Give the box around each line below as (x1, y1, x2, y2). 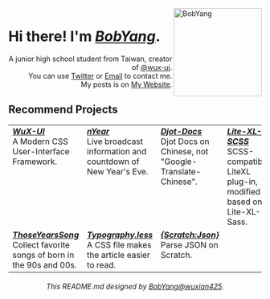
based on (227, 196, 263, 207)
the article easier (87, 249, 150, 260)
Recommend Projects (8, 103, 118, 117)
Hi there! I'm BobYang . (8, 27, 161, 46)
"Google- (160, 156, 198, 167)
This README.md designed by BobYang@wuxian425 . (46, 281, 224, 292)
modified (227, 186, 261, 197)
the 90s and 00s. (12, 259, 77, 270)
